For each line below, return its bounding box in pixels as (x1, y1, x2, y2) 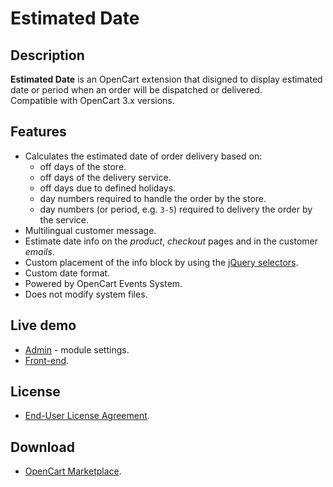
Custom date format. (24, 267, 111, 279)
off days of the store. (39, 160, 127, 172)
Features (10, 123, 67, 141)
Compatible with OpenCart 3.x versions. (10, 95, 175, 106)
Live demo (10, 317, 77, 334)
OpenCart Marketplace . (24, 465, 122, 477)
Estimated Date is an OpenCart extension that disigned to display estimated (10, 73, 323, 85)
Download (10, 438, 75, 456)
